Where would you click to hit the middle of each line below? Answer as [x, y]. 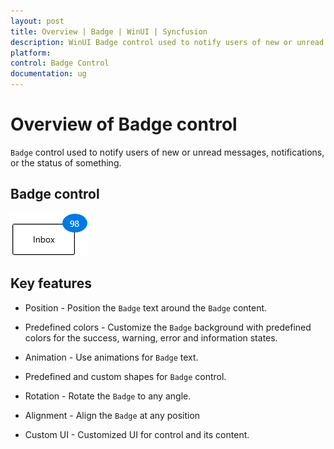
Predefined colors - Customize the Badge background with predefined [168, 327]
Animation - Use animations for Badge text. [111, 357]
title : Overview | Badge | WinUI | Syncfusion [109, 31]
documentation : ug [48, 74]
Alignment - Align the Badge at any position [112, 415]
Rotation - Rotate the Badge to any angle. [108, 396]
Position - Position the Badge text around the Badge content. [146, 307]
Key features [51, 283]
